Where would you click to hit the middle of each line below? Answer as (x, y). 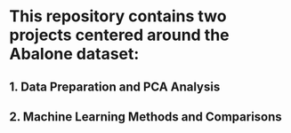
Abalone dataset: (74, 54)
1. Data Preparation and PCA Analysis (115, 86)
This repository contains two (118, 16)
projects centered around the (119, 35)
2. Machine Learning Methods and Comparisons (145, 117)
